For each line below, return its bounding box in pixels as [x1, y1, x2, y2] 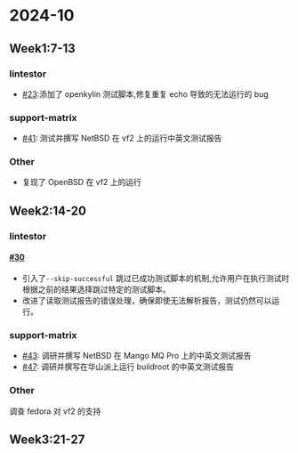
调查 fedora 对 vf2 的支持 [9, 406, 101, 417]
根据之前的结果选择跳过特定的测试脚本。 [21, 284, 171, 295]
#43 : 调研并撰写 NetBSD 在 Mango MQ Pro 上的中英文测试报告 [21, 351, 252, 361]
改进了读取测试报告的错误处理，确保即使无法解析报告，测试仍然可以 [21, 295, 272, 305]
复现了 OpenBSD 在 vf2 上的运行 [21, 177, 142, 188]
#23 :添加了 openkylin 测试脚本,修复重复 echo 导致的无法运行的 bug [21, 88, 269, 99]
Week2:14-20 [9, 203, 87, 218]
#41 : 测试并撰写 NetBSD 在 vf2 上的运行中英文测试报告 [21, 133, 222, 143]
